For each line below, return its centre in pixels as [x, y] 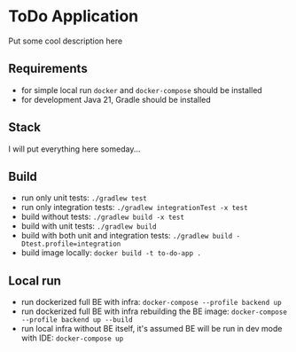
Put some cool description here [66, 41]
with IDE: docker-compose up [72, 338]
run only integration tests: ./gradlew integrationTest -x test [135, 207]
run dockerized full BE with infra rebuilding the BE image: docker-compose [154, 311]
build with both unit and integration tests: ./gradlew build [127, 236]
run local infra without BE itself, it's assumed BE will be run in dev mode [152, 329]
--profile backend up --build [77, 320]
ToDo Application [74, 16]
